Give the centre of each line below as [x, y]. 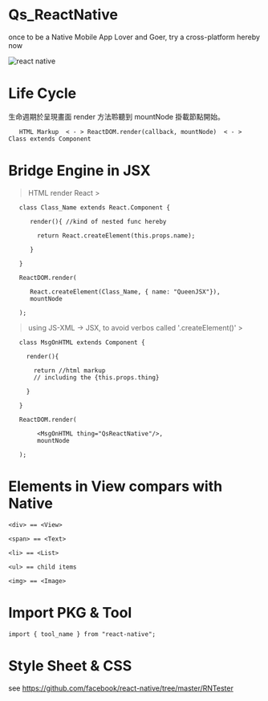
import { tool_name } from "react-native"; [82, 634]
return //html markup [69, 371]
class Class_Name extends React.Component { [95, 207]
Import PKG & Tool [70, 612]
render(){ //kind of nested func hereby [98, 221]
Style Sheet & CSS [70, 665]
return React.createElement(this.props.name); [116, 235]
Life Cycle [43, 93]
